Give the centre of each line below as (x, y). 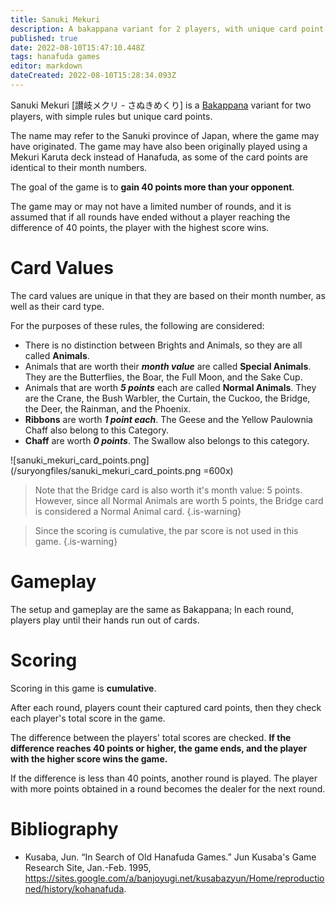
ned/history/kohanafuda (74, 888)
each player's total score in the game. (88, 718)
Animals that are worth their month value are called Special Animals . (168, 366)
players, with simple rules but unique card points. (111, 116)
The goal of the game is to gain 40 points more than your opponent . (152, 187)
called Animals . (57, 355)
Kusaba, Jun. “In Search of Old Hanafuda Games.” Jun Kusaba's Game (170, 857)
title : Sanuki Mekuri (55, 19)
